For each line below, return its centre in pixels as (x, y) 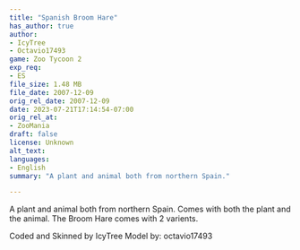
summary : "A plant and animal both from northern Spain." (120, 176)
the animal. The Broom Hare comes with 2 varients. (104, 219)
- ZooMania (30, 126)
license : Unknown (42, 142)
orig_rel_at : (34, 117)
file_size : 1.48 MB (46, 84)
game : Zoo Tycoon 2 (46, 59)
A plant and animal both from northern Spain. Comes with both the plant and (150, 209)
